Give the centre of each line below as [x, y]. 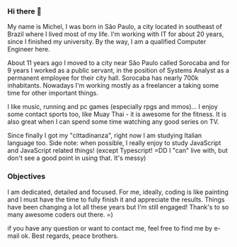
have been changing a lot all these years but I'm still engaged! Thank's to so [118, 207]
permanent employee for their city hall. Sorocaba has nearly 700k [103, 78]
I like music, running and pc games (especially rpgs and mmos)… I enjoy [112, 107]
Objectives [27, 176]
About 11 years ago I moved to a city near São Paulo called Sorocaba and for [118, 63]
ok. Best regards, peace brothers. [70, 236]
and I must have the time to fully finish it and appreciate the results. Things [116, 199]
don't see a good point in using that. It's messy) [77, 158]
